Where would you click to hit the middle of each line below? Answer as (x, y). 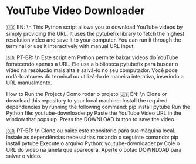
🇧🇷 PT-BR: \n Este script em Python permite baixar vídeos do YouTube (92, 57)
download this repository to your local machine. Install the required (87, 100)
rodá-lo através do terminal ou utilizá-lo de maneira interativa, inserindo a (95, 76)
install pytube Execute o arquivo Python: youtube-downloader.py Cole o (93, 143)
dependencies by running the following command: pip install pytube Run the (98, 107)
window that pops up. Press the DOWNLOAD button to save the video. (91, 119)
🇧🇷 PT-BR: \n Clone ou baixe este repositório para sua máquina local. (91, 131)
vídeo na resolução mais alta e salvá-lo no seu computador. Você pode (92, 70)
